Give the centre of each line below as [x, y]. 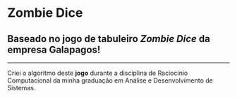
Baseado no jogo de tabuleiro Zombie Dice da [109, 39]
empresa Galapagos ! [54, 49]
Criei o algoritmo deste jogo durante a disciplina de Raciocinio [98, 73]
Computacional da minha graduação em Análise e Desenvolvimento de [110, 80]
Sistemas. [22, 88]
